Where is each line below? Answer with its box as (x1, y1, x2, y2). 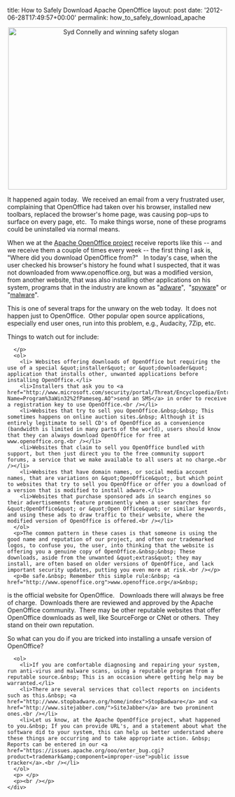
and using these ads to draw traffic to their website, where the (7, 512, 205, 519)
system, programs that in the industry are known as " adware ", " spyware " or (7, 283, 227, 291)
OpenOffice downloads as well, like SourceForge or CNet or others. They (7, 614, 219, 621)
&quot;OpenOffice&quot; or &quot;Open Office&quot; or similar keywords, (7, 505, 227, 512)
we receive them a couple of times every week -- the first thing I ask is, (7, 246, 213, 254)
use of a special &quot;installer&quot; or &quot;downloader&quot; (7, 365, 208, 372)
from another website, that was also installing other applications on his (7, 276, 211, 284)
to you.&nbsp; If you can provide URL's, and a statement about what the (7, 723, 227, 730)
